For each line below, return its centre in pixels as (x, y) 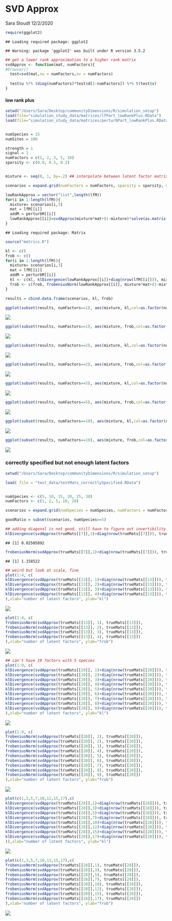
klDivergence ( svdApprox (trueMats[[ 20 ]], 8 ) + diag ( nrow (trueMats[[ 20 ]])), (84, 703)
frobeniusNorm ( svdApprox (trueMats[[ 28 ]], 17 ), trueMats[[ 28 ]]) (73, 898)
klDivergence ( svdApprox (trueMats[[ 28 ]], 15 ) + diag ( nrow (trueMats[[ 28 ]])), (84, 832)
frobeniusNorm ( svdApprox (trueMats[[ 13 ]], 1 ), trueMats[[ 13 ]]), (74, 622)
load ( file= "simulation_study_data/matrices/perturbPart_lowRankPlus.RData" (88, 120)
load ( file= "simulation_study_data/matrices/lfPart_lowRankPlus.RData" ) (83, 116)
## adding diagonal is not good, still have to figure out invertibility (86, 529)
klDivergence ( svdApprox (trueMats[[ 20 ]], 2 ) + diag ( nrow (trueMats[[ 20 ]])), (84, 675)
